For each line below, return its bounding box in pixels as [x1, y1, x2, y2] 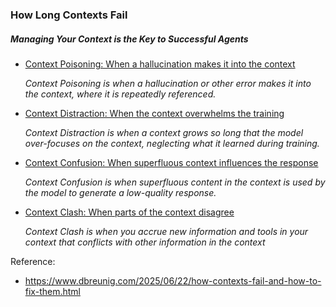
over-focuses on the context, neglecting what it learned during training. [24, 137, 320, 149]
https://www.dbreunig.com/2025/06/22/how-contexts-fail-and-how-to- [24, 274, 322, 287]
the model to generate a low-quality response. [24, 186, 217, 198]
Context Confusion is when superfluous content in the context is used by [24, 176, 326, 188]
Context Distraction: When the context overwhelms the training [24, 107, 285, 119]
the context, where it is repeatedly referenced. [24, 88, 217, 100]
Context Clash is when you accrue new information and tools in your [24, 225, 309, 237]
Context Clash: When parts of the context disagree [24, 206, 235, 218]
